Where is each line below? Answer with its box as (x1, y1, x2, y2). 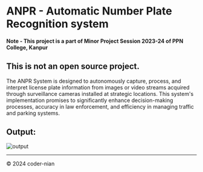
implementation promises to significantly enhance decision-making (6, 97, 173, 104)
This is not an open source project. (6, 62, 140, 72)
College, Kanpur (6, 43, 48, 51)
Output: (6, 127, 36, 137)
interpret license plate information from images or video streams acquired (6, 83, 190, 91)
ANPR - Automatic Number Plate (6, 4, 172, 18)
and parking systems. (6, 109, 60, 116)
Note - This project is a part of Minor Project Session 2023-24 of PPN (6, 37, 184, 45)
